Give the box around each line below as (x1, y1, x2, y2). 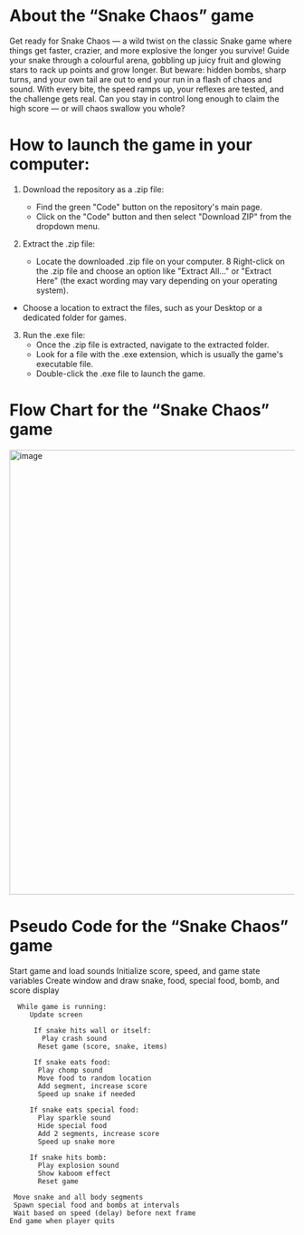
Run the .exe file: (22, 329, 86, 340)
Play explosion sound (37, 1161, 119, 1170)
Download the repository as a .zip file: (22, 183, 165, 195)
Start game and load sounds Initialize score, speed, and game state (9, 965, 261, 976)
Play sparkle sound (37, 1113, 111, 1123)
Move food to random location (37, 1074, 152, 1083)
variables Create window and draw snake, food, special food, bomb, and (9, 975, 280, 986)
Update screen (29, 1010, 83, 1019)
